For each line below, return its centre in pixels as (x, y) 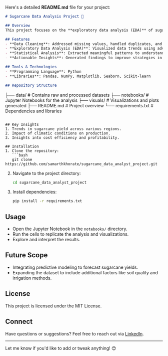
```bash (20, 155)
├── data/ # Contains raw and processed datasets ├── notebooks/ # (77, 95)
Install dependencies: (34, 192)
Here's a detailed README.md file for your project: (58, 7)
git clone (22, 159)
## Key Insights (22, 124)
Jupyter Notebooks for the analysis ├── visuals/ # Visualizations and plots (82, 100)
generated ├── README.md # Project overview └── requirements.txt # (79, 105)
